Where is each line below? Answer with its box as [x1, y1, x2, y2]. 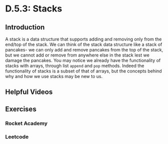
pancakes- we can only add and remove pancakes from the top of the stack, [5, 47, 163, 52]
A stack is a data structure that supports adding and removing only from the [5, 36, 162, 42]
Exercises [5, 104, 37, 113]
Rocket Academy [5, 119, 48, 126]
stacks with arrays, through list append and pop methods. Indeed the [5, 63, 144, 68]
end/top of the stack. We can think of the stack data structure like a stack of [5, 41, 162, 47]
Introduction [5, 23, 45, 31]
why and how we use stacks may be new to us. [5, 73, 103, 79]
